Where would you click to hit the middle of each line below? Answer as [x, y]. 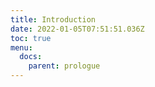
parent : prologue [64, 66]
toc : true [31, 38]
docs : [31, 57]
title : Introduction [53, 19]
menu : [21, 47]
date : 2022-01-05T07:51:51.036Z [77, 29]
